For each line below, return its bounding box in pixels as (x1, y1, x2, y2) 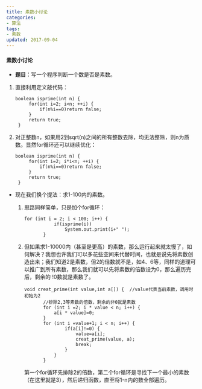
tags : (6, 25, 20, 32)
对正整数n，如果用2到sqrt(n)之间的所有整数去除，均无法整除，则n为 (14, 133, 185, 141)
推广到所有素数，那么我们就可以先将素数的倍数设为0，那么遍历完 (29, 266, 192, 273)
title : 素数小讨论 (6, 8, 48, 15)
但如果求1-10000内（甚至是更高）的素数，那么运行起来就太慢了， (24, 243, 187, 251)
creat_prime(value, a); (75, 336, 136, 342)
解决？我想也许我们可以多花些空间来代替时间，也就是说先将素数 (29, 251, 188, 258)
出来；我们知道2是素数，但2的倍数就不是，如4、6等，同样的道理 (29, 258, 191, 266)
